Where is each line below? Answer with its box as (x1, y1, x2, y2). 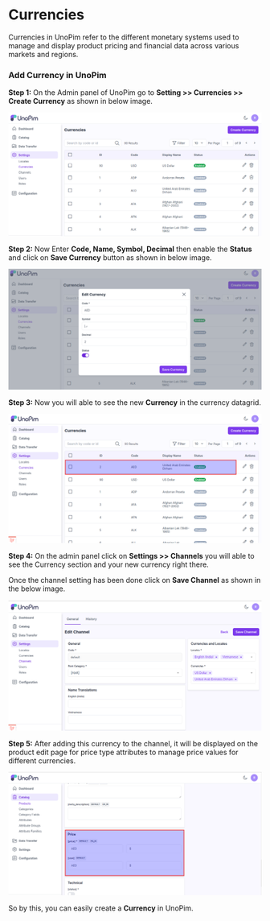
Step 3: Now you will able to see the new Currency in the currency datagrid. (8, 398, 261, 407)
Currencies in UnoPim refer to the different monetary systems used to (8, 32, 239, 42)
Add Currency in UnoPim (8, 69, 107, 81)
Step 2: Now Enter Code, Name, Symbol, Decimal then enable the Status (8, 244, 252, 254)
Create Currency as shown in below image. (8, 97, 153, 106)
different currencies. (8, 756, 76, 766)
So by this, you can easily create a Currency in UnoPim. (8, 903, 194, 913)
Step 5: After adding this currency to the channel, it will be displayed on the (8, 739, 259, 749)
